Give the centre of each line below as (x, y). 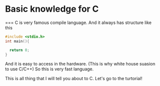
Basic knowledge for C (52, 9)
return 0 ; (19, 50)
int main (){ (17, 41)
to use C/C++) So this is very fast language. (50, 69)
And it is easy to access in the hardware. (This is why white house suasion (80, 64)
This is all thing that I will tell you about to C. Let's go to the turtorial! (74, 79)
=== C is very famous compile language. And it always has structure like (79, 22)
